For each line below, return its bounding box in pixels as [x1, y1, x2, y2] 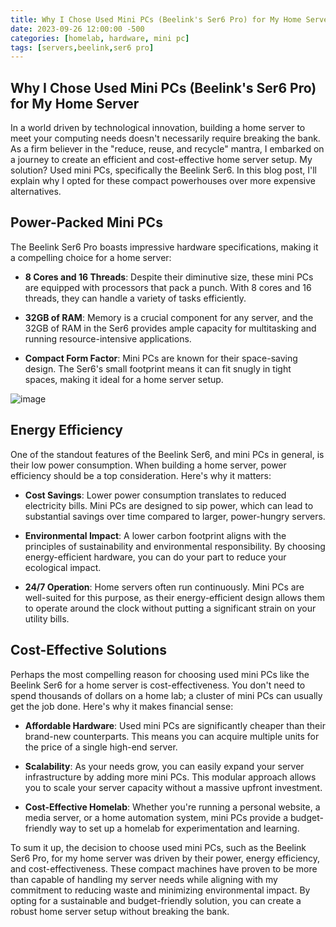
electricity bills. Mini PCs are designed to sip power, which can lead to [24, 499, 314, 511]
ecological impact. [24, 561, 102, 573]
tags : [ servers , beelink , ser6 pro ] [10, 42, 155, 53]
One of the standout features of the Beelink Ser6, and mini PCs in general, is [10, 448, 325, 460]
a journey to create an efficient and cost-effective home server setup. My [10, 154, 313, 166]
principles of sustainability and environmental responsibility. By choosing [24, 540, 326, 552]
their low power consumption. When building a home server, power [10, 459, 287, 471]
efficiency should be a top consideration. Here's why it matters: [10, 469, 272, 481]
